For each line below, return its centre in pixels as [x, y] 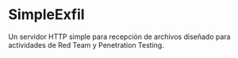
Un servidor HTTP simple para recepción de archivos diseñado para [119, 37]
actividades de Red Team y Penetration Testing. [86, 44]
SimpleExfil [46, 15]
